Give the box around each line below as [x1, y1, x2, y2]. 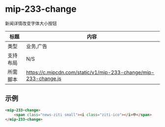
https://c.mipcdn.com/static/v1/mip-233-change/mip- [26, 69, 155, 76]
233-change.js [26, 75, 61, 82]
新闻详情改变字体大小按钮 [5, 20, 57, 26]
